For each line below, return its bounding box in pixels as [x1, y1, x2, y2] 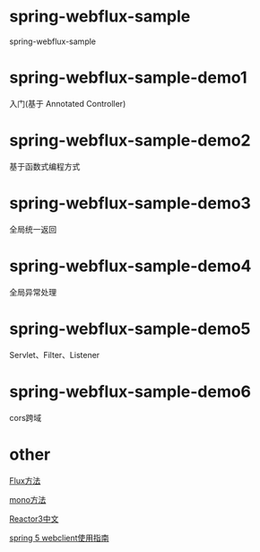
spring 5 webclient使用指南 [9, 532, 109, 543]
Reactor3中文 [9, 513, 59, 524]
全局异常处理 [9, 286, 56, 297]
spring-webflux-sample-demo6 [9, 381, 252, 401]
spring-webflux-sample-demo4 [9, 256, 252, 276]
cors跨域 [9, 412, 42, 423]
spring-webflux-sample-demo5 [9, 319, 251, 338]
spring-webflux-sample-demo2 [9, 130, 251, 151]
